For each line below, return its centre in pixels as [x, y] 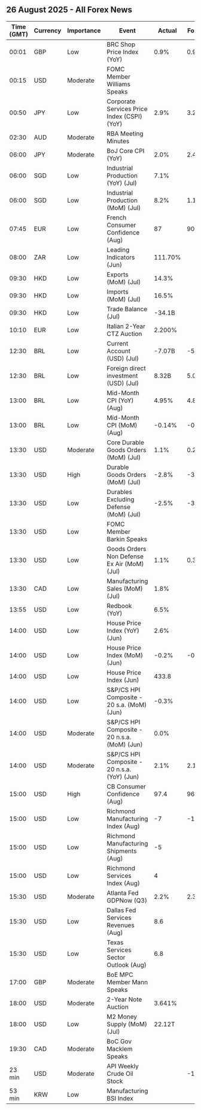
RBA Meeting [125, 133]
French [117, 217]
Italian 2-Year [126, 326]
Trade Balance [127, 309]
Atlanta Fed [123, 893]
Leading [118, 249]
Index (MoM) [125, 655]
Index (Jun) [123, 680]
